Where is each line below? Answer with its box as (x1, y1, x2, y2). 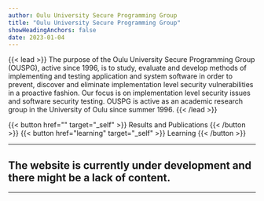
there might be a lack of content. (8, 170, 171, 185)
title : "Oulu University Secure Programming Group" (8, 19, 181, 27)
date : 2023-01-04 (8, 33, 65, 42)
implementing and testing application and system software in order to (8, 71, 233, 81)
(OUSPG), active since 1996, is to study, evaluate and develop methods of (8, 64, 247, 73)
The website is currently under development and (8, 159, 251, 172)
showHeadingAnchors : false (8, 26, 97, 34)
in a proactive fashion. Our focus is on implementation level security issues (8, 88, 251, 98)
